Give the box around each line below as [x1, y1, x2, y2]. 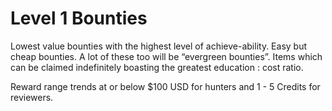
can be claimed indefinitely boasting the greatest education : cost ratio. [10, 61, 304, 73]
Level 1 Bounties [10, 7, 148, 30]
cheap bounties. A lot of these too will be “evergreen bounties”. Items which [10, 50, 323, 62]
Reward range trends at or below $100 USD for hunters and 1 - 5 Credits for [10, 80, 321, 92]
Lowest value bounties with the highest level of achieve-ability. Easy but [10, 40, 308, 52]
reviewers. [10, 91, 54, 103]
